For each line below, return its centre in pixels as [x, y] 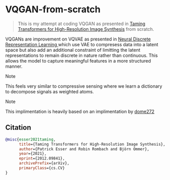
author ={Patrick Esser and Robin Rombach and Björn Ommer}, [84, 149]
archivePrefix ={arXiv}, [44, 163]
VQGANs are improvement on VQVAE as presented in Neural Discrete [78, 39]
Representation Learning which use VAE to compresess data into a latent [82, 44]
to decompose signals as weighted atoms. [50, 91]
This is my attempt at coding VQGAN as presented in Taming [81, 24]
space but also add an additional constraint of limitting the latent [73, 50]
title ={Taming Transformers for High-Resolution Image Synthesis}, [92, 144]
